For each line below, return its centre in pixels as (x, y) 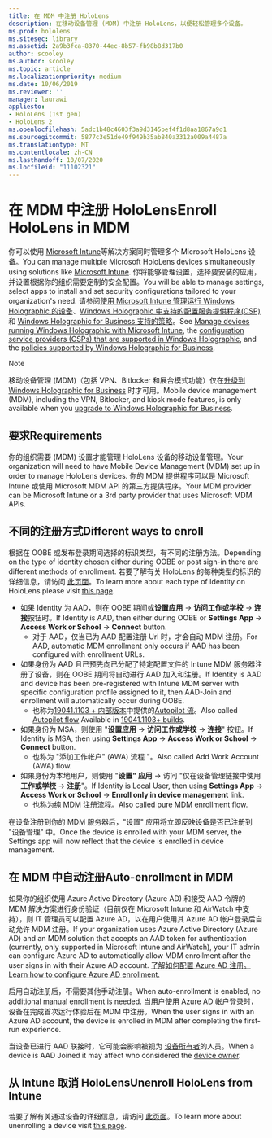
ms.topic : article (39, 69)
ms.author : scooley (41, 62)
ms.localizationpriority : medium (65, 77)
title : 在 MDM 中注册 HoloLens (59, 16)
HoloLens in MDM (69, 228)
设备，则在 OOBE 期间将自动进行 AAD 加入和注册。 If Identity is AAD (148, 674)
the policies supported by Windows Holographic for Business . (112, 348)
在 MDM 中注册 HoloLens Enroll (113, 210)
